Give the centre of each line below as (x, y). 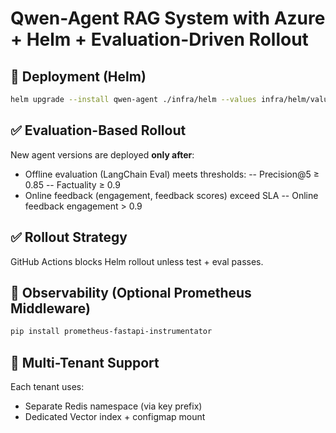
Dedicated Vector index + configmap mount (115, 416)
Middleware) (50, 308)
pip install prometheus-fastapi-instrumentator (111, 332)
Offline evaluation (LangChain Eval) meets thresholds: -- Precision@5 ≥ (172, 174)
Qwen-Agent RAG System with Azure (168, 18)
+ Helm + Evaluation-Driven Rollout (159, 39)
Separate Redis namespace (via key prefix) (113, 406)
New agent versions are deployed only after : (102, 154)
